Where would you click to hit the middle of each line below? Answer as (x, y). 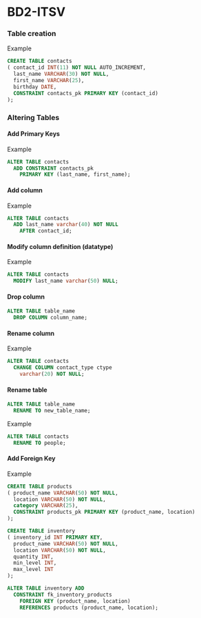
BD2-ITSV (36, 12)
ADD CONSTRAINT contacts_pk (54, 168)
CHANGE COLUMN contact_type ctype (63, 368)
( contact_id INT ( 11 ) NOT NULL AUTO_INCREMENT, (77, 68)
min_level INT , (35, 563)
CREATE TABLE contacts (40, 61)
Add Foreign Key (31, 459)
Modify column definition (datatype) (60, 246)
